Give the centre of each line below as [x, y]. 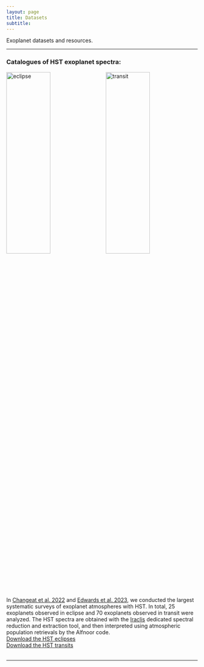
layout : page [23, 12]
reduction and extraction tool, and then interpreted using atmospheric [93, 626]
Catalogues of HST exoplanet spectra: [64, 62]
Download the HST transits [40, 645]
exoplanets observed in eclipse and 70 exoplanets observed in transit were [100, 613]
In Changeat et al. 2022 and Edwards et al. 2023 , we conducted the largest [100, 599]
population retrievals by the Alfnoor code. [58, 632]
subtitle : [19, 23]
